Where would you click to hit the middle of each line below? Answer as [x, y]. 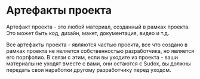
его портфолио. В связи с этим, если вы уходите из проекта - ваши [92, 57]
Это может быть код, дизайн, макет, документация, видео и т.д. [88, 33]
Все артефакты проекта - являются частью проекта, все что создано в [97, 45]
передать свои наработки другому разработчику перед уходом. [89, 69]
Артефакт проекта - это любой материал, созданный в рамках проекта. [98, 27]
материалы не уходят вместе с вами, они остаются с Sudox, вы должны [99, 64]
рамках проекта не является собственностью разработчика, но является [100, 50]
